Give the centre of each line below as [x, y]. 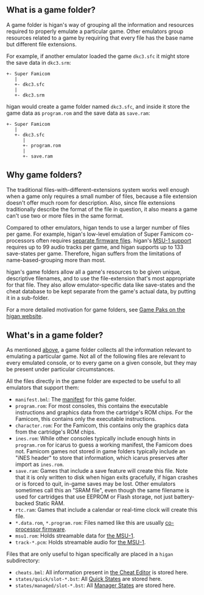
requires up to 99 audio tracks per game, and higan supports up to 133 [95, 247]
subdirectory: [23, 561]
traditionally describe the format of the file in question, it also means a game [102, 209]
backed [25, 503]
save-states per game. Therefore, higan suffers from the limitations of [94, 254]
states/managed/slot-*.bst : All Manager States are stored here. [95, 585]
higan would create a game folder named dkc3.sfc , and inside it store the [98, 106]
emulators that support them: [43, 388]
